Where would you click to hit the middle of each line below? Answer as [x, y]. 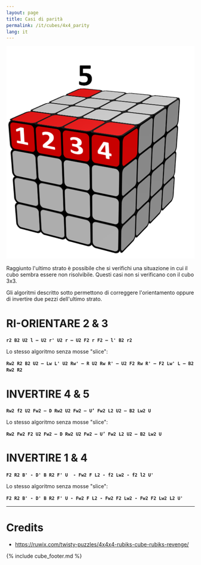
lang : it [17, 32]
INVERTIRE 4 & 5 [48, 394]
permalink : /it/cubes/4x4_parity [48, 25]
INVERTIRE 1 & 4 [47, 458]
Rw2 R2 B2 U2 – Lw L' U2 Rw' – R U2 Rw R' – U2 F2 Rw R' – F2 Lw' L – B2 [100, 364]
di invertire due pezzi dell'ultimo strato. [54, 299]
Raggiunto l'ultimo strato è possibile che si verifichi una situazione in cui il [97, 268]
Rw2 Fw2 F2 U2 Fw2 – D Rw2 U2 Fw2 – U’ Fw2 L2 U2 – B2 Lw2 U [84, 434]
